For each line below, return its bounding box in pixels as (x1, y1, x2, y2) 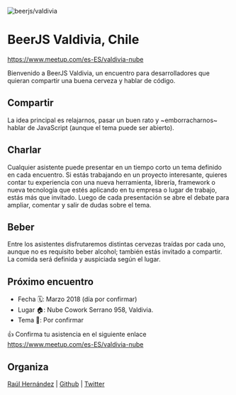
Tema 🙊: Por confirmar (17, 316, 84, 325)
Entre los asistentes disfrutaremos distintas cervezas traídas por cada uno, (7, 240, 226, 249)
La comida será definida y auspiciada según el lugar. (7, 255, 161, 264)
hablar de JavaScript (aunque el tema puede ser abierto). (7, 123, 175, 131)
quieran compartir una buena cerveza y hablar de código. (7, 76, 176, 85)
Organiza (7, 361, 49, 373)
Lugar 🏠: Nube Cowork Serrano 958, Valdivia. (17, 305, 154, 314)
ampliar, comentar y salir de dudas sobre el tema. (7, 200, 152, 209)
